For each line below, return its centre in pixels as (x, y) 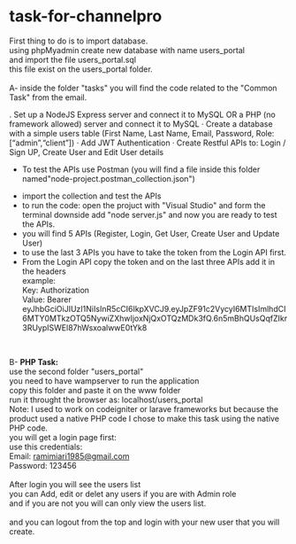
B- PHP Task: (34, 361)
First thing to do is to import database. (79, 41)
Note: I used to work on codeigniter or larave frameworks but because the (144, 408)
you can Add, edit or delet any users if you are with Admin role (123, 493)
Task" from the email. (48, 97)
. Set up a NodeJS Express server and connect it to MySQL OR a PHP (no (142, 114)
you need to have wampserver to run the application (104, 381)
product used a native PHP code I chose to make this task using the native (144, 418)
